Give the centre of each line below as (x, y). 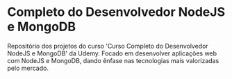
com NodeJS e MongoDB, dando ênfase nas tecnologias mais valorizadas (113, 60)
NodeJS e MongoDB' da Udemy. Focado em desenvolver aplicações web (112, 53)
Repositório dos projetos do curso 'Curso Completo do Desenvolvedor (108, 46)
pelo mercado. (28, 68)
